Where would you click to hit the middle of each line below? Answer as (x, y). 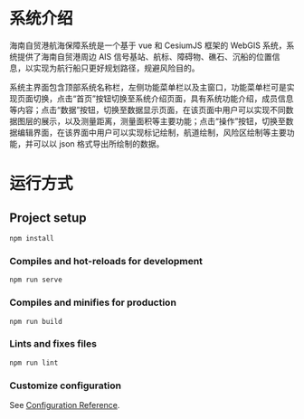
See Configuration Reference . (65, 405)
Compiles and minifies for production (93, 302)
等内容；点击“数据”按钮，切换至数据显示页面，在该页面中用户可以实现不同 (148, 110)
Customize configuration (66, 386)
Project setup (48, 218)
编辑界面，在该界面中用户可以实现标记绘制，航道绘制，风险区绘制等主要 (152, 132)
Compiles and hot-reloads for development (106, 261)
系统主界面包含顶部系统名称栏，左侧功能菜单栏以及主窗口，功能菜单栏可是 (148, 87)
